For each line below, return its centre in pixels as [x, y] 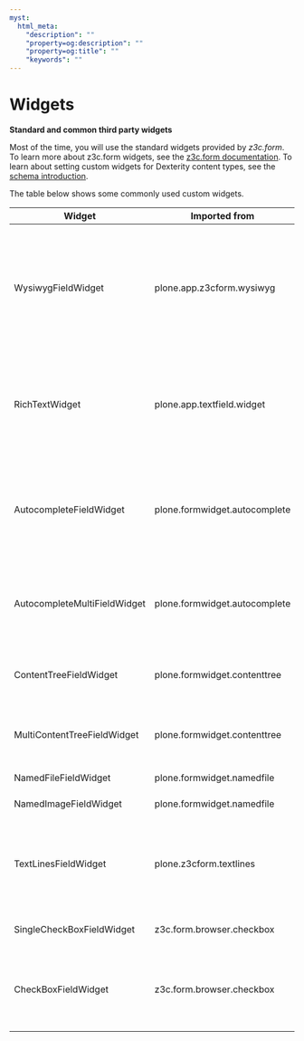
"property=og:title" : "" [72, 52]
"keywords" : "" [54, 60]
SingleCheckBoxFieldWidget [75, 929]
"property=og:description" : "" [85, 43]
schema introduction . [49, 176]
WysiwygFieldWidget [59, 288]
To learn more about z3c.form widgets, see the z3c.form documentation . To [151, 157]
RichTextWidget [47, 404]
